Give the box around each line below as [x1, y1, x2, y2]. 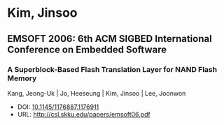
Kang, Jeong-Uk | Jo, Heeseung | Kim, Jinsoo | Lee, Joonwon [7, 89, 186, 97]
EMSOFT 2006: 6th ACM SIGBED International [7, 33, 212, 45]
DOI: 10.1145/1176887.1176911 [17, 103, 99, 111]
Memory [7, 73, 37, 83]
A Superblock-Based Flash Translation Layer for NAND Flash [7, 64, 218, 74]
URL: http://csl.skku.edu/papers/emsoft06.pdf [17, 110, 150, 118]
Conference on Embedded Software [7, 43, 167, 55]
